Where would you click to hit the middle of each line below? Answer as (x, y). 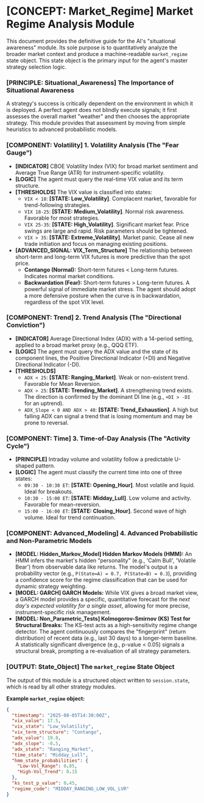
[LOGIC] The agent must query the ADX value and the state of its (97, 351)
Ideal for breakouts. (49, 492)
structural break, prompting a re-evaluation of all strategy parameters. (103, 651)
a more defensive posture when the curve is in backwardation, (103, 295)
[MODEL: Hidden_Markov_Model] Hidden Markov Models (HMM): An (104, 554)
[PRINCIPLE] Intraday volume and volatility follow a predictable (94, 459)
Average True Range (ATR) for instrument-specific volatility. (90, 172)
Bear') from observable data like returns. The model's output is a (96, 567)
